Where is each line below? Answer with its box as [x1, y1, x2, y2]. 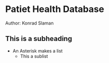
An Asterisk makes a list [12, 47, 63, 53]
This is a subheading [5, 34, 72, 43]
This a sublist [20, 53, 48, 59]
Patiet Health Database [5, 3, 104, 15]
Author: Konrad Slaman [5, 20, 54, 26]
